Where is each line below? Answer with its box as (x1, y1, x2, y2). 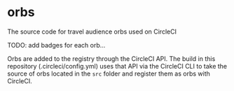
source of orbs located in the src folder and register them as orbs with (7, 69, 210, 78)
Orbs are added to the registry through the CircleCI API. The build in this (7, 54, 216, 63)
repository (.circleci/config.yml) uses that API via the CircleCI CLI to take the (7, 62, 228, 70)
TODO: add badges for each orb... (7, 41, 106, 49)
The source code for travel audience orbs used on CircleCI (7, 27, 177, 36)
